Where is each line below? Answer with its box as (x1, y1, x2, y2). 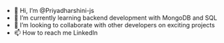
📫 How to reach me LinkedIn (13, 29, 98, 37)
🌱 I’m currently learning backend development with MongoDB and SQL (13, 14, 218, 22)
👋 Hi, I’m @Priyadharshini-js (13, 7, 94, 14)
